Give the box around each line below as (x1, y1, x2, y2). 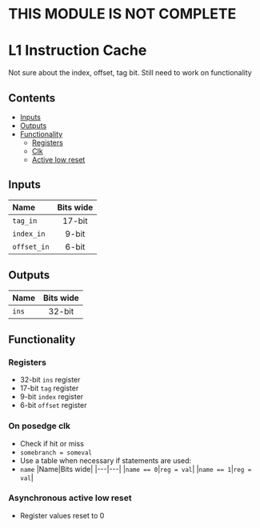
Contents (8, 91, 56, 105)
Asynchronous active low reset (8, 493, 132, 504)
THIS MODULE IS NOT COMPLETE (8, 5, 237, 23)
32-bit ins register (19, 375, 81, 385)
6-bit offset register (19, 401, 87, 410)
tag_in (12, 216, 38, 225)
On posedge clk (8, 421, 70, 432)
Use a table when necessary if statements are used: (19, 455, 192, 465)
